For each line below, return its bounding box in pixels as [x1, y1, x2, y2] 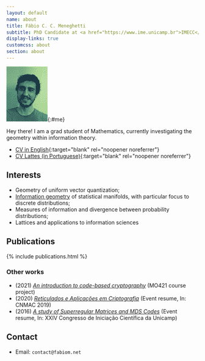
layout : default [6, 10, 48, 16]
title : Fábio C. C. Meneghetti [6, 23, 86, 29]
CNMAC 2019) [15, 301, 52, 308]
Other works [6, 268, 45, 276]
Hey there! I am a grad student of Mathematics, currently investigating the [6, 127, 192, 134]
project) [15, 288, 35, 296]
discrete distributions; [15, 199, 70, 206]
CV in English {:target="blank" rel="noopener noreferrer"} [15, 145, 160, 153]
